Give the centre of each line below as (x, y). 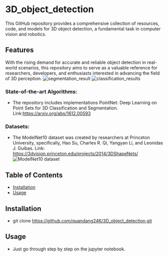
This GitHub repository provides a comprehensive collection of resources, (82, 23)
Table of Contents (34, 175)
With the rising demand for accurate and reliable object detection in (76, 62)
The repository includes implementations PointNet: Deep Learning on (85, 103)
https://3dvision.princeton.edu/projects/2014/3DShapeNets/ (75, 154)
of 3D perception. (24, 78)
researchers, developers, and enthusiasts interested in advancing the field (83, 73)
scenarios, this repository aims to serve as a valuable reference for (88, 67)
